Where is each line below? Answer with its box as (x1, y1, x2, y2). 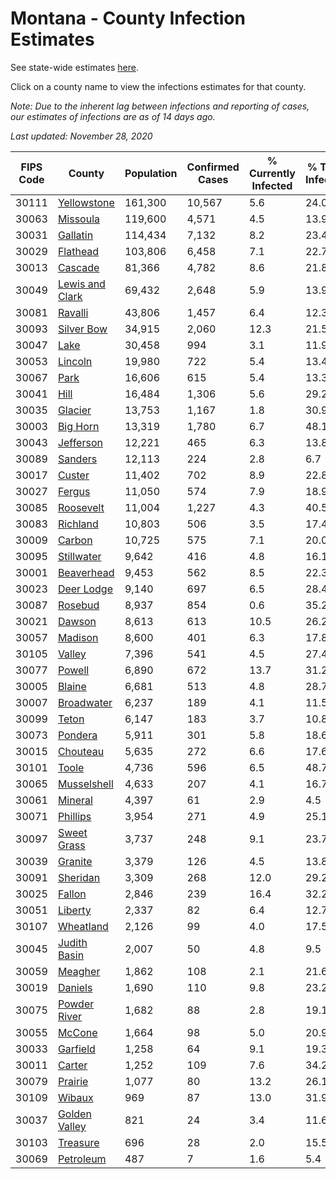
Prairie (57, 1074, 89, 1088)
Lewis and (57, 277, 106, 291)
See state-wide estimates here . (10, 61, 139, 73)
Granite (57, 854, 93, 868)
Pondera (57, 728, 98, 742)
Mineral (57, 793, 93, 807)
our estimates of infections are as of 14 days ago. (10, 110, 216, 122)
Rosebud (57, 598, 100, 612)
